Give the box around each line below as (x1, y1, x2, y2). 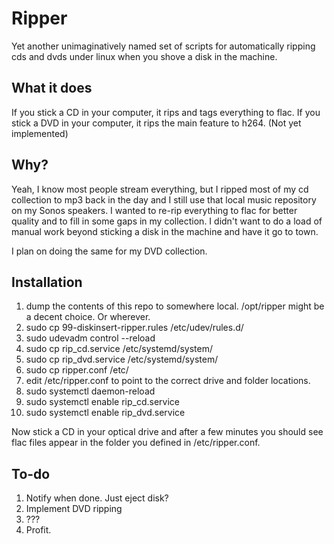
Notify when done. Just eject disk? (25, 492, 169, 504)
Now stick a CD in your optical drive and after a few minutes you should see (11, 426, 324, 438)
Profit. (25, 524, 52, 536)
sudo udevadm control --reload (25, 332, 156, 344)
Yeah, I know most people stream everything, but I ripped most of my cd (11, 183, 309, 195)
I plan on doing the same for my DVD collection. (11, 245, 208, 257)
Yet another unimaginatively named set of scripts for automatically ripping (11, 40, 316, 52)
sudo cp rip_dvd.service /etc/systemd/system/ (25, 353, 219, 366)
